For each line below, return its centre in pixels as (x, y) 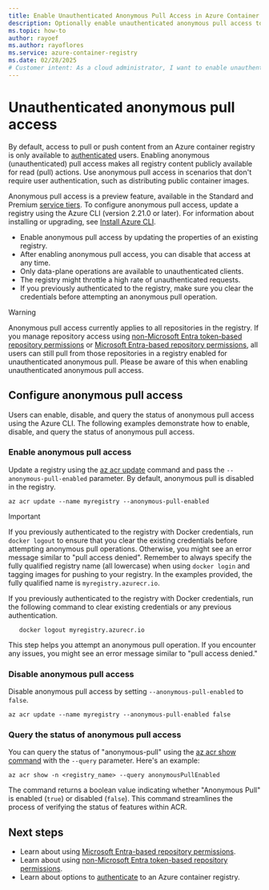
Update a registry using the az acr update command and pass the (116, 470)
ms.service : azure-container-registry (73, 53)
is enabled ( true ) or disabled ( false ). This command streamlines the (121, 799)
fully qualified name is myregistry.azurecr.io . (84, 583)
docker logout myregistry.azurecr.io (82, 630)
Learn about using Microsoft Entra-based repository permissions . (128, 852)
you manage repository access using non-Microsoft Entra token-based (125, 336)
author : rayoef (34, 38)
